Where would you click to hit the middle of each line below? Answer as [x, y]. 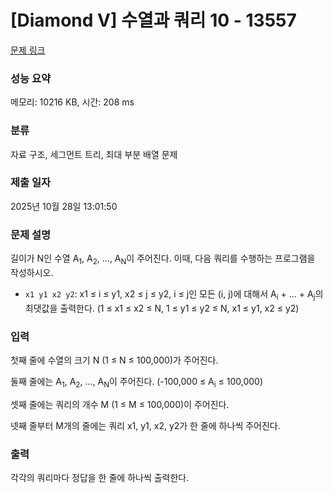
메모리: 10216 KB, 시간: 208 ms [72, 102]
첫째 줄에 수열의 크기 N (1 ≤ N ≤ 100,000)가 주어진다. [114, 360]
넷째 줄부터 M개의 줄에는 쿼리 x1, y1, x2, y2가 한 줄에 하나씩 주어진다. [145, 425]
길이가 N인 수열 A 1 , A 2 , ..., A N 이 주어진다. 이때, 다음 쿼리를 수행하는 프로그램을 [163, 259]
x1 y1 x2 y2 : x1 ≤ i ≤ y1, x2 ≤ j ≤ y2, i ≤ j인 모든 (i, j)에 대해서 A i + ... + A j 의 [174, 294]
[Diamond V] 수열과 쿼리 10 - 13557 [153, 20]
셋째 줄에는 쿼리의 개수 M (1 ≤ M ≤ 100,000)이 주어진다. [120, 404]
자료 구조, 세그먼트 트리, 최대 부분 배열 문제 [94, 154]
